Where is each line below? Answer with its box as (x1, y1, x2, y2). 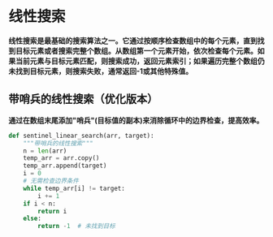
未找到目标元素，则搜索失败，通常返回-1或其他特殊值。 (8, 66, 193, 75)
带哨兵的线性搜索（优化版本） (8, 93, 158, 106)
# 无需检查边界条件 (23, 177, 80, 185)
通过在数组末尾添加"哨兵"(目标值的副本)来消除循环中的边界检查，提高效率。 (8, 115, 264, 125)
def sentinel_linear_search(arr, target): (8, 131, 154, 140)
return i (37, 207, 67, 215)
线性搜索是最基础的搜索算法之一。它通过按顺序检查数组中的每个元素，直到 (8, 36, 258, 45)
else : (23, 214, 42, 223)
